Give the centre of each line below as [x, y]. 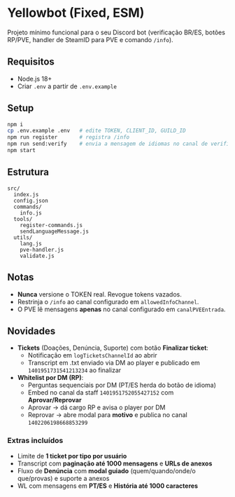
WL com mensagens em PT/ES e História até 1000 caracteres [107, 486]
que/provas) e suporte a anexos [63, 478]
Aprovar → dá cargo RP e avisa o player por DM [97, 407]
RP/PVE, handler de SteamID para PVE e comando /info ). [90, 39]
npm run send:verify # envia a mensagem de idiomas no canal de [108, 144]
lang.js [31, 243]
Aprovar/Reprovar [55, 400]
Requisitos [31, 62]
